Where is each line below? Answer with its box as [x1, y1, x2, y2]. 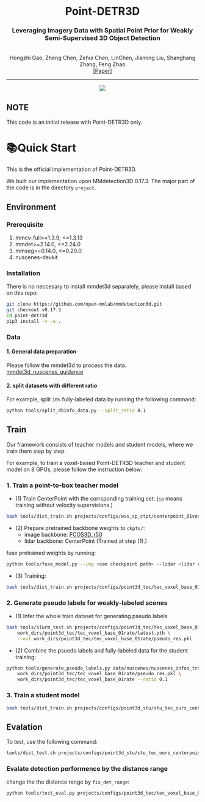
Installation [6, 268, 41, 277]
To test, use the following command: [6, 738, 98, 746]
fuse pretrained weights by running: [6, 549, 96, 556]
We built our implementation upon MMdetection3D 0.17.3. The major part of [6, 178, 195, 185]
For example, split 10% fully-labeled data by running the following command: [6, 396, 196, 403]
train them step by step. [6, 447, 66, 455]
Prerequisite [6, 220, 44, 229]
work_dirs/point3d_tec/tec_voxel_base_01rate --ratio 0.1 [17, 676, 168, 683]
